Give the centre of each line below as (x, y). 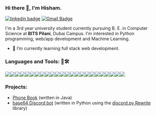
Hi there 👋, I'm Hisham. (33, 8)
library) (20, 108)
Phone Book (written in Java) (42, 97)
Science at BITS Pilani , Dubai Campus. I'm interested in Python (70, 34)
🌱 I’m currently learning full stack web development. (66, 49)
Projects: (16, 87)
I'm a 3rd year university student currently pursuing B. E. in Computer (77, 28)
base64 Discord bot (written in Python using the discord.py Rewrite (81, 103)
